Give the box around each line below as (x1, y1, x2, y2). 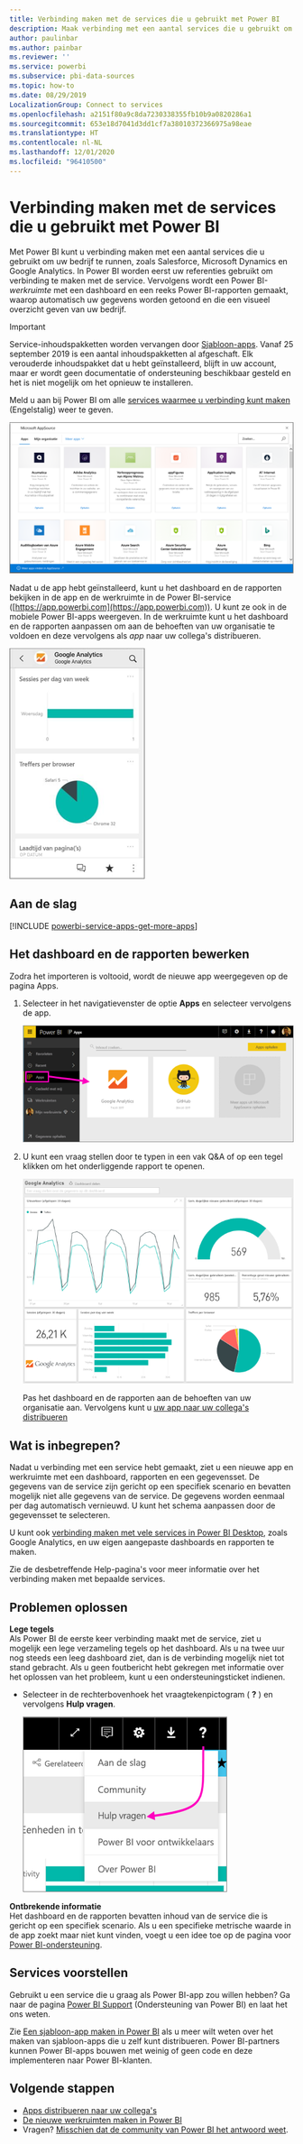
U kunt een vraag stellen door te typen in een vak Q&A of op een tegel (22, 1151, 284, 1162)
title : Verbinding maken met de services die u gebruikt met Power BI (9, 14, 280, 23)
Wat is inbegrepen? (9, 1438, 121, 1453)
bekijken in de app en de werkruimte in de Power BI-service (9, 592, 232, 603)
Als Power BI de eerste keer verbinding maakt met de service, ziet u (9, 1633, 262, 1644)
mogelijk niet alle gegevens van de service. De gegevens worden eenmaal (9, 1491, 286, 1502)
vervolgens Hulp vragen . (22, 1698, 115, 1709)
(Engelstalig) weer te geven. (9, 404, 115, 415)
